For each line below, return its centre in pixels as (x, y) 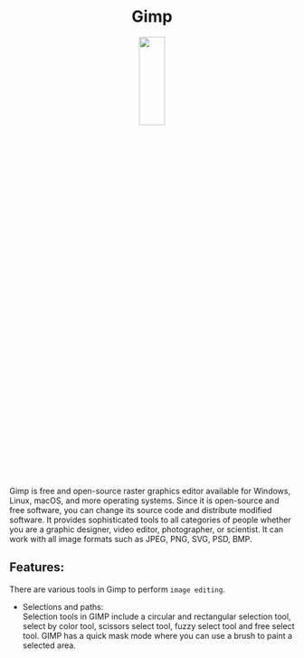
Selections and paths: (63, 606)
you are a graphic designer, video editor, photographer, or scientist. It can (147, 529)
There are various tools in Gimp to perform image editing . (118, 589)
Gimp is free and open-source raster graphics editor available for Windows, (150, 491)
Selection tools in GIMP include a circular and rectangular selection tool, (157, 616)
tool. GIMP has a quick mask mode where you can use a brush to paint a (157, 635)
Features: (37, 567)
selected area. (49, 645)
